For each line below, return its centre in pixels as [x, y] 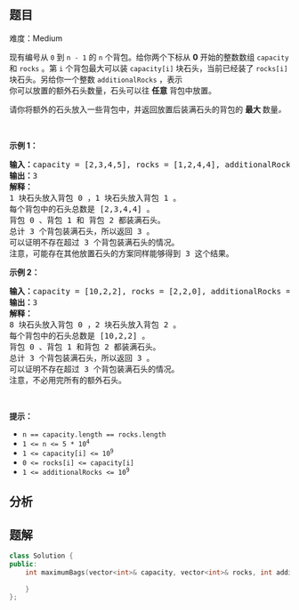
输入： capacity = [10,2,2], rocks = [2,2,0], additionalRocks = [150, 291]
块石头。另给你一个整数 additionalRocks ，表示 [96, 79]
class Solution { [41, 556]
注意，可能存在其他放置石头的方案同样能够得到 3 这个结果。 [121, 253]
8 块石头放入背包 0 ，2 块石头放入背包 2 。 [95, 325]
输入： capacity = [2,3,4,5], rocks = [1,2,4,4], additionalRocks [153, 165]
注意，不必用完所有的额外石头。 [68, 380]
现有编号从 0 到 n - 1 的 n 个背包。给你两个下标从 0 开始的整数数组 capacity [149, 57]
